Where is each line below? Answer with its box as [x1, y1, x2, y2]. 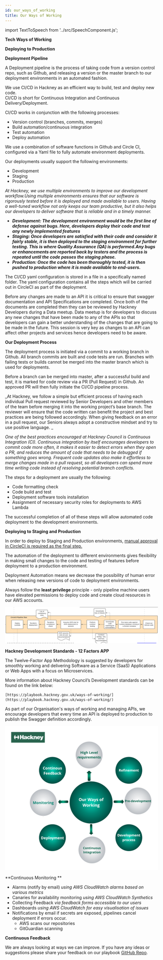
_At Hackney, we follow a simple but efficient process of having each [5, 393, 143, 399]
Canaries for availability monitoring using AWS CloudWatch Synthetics [12, 895, 153, 901]
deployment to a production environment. [5, 563, 88, 569]
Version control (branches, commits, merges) [12, 119, 103, 125]
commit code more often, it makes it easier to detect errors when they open [5, 444, 156, 450]
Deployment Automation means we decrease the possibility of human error [5, 572, 155, 578]
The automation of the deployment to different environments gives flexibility [5, 553, 157, 558]
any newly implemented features [12, 228, 81, 234]
